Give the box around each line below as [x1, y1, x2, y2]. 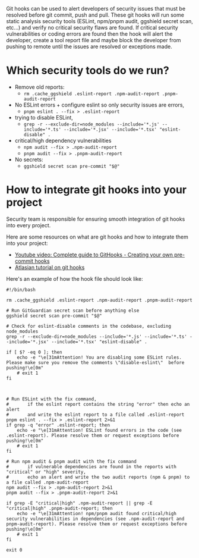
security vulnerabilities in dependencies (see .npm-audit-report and [6, 516, 185, 522]
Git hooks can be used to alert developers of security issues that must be [6, 5, 186, 12]
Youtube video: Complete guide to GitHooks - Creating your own [14, 251, 173, 258]
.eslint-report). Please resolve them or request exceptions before [6, 432, 179, 438]
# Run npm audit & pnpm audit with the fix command [6, 458, 137, 465]
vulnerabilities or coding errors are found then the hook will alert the [6, 30, 173, 37]
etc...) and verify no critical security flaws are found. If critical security [6, 24, 178, 31]
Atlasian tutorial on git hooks [14, 264, 85, 271]
